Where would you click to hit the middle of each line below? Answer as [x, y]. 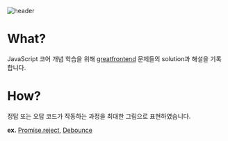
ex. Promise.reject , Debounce [50, 130]
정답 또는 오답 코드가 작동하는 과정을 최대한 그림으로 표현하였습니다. [99, 116]
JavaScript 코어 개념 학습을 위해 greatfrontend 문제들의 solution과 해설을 [108, 58]
